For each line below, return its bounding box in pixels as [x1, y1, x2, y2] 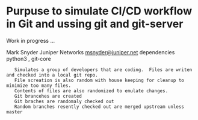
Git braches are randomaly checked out [14, 98, 114, 104]
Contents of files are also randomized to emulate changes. [14, 87, 169, 94]
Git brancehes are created [14, 93, 82, 99]
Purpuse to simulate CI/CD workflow [6, 4, 193, 18]
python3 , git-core [6, 55, 51, 62]
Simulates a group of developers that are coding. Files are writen [14, 66, 193, 73]
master [6, 109, 23, 115]
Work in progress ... [6, 37, 55, 44]
